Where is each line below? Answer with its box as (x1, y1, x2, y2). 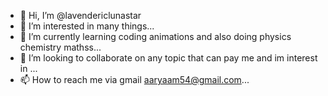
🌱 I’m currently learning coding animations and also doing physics (19, 31, 292, 42)
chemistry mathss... (19, 41, 102, 53)
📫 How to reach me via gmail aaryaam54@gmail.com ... (19, 74, 250, 85)
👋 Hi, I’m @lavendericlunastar (19, 10, 142, 21)
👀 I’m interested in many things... (19, 20, 155, 32)
